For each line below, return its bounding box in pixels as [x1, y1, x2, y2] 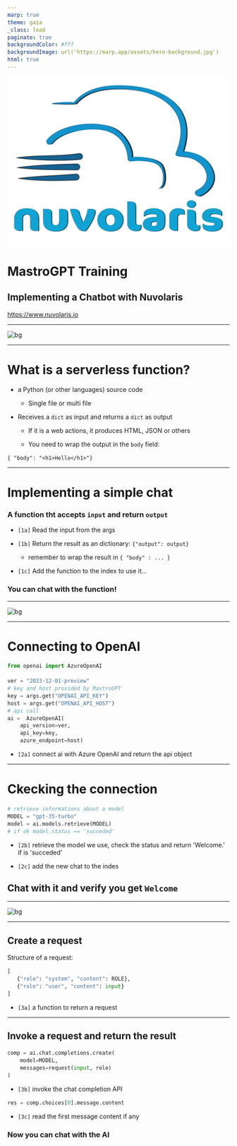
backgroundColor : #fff [7, 41, 74, 49]
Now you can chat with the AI [7, 1130, 110, 1140]
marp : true [7, 11, 39, 18]
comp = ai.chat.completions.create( [7, 1049, 115, 1057]
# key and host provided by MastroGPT [7, 685, 121, 692]
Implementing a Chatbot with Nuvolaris [7, 292, 183, 304]
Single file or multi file [28, 399, 92, 407]
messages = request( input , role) [20, 1065, 112, 1072]
